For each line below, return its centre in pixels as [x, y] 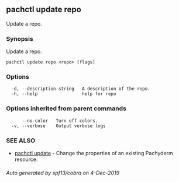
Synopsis [20, 38]
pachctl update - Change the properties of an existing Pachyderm [94, 153]
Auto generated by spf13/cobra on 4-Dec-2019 [63, 173]
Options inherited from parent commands [66, 108]
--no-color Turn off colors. [60, 121]
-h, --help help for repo [64, 94]
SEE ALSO [21, 141]
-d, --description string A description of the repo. [81, 89]
